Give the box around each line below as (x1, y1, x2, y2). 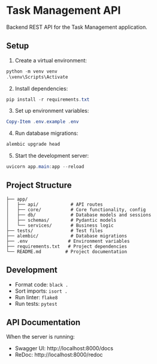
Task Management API (6, 4, 121, 17)
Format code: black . (14, 281, 69, 288)
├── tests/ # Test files (6, 227, 103, 234)
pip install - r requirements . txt (6, 97, 90, 103)
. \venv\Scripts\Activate (6, 74, 68, 80)
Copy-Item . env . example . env (6, 119, 79, 125)
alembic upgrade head (6, 142, 61, 148)
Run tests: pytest (14, 300, 58, 307)
